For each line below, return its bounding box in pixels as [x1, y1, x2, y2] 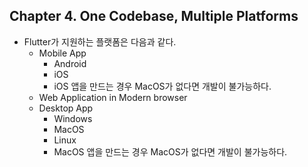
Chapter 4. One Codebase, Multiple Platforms [9, 8, 299, 25]
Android [53, 57, 87, 69]
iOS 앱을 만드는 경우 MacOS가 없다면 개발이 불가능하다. [53, 80, 272, 92]
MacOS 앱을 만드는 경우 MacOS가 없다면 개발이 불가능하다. [53, 145, 288, 158]
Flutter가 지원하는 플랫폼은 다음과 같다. [23, 35, 177, 48]
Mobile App [38, 47, 87, 59]
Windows [53, 112, 93, 124]
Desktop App [38, 102, 94, 114]
